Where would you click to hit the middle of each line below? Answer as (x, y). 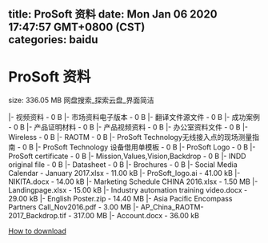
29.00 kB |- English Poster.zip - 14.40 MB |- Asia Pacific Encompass (120, 199)
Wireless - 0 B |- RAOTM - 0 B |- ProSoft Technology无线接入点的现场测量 (130, 137)
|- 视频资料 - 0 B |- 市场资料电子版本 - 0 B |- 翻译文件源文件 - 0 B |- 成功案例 (134, 118)
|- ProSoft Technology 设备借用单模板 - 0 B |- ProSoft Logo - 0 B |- (146, 147)
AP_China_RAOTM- (172, 207)
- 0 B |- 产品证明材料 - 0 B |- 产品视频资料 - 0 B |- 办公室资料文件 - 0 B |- (128, 127)
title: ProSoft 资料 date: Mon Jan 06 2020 (113, 14)
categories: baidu (53, 40)
